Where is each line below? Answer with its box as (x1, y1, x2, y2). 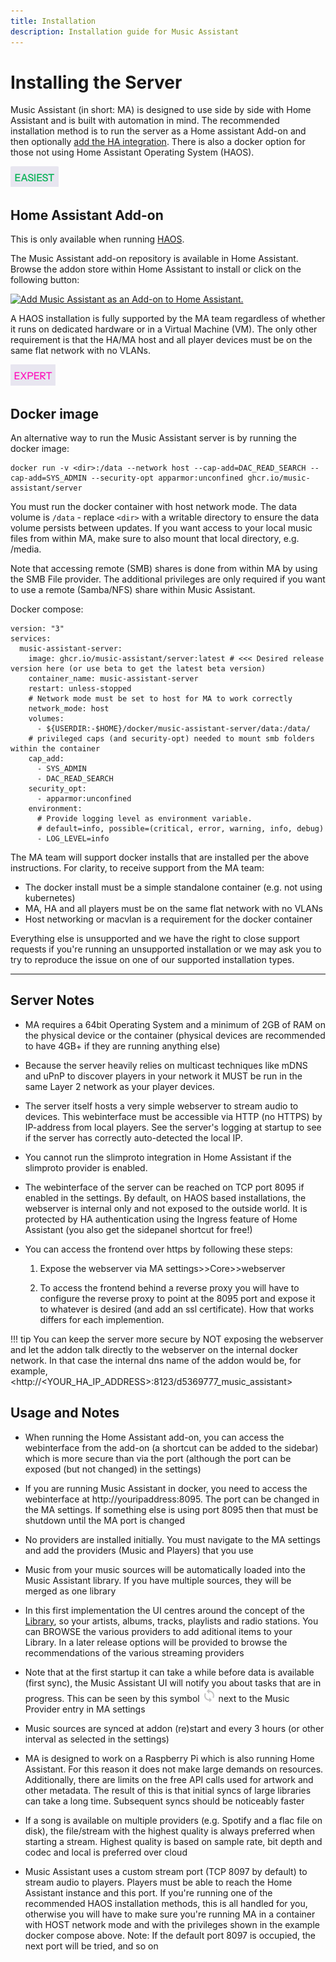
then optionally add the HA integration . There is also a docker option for (10, 136, 306, 148)
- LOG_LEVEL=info (36, 834, 110, 844)
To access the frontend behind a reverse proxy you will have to (39, 1281, 300, 1294)
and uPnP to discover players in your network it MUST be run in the (24, 1070, 303, 1082)
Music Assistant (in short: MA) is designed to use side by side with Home (10, 104, 312, 116)
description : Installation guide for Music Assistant (10, 26, 240, 37)
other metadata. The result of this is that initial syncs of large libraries (24, 1784, 312, 1796)
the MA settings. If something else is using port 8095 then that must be (24, 1503, 319, 1515)
